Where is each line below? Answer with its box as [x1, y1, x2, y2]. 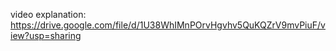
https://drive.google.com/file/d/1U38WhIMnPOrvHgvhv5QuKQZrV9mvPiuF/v [10, 19, 326, 31]
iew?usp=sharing [10, 30, 82, 41]
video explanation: [10, 9, 87, 20]
